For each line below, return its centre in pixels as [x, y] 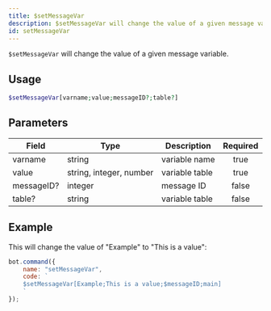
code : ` [35, 277]
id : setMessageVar [39, 31]
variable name [188, 159]
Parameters [38, 123]
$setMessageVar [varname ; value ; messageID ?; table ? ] [94, 98]
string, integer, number [110, 172]
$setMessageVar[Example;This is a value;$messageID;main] [122, 284]
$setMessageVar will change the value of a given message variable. [119, 54]
